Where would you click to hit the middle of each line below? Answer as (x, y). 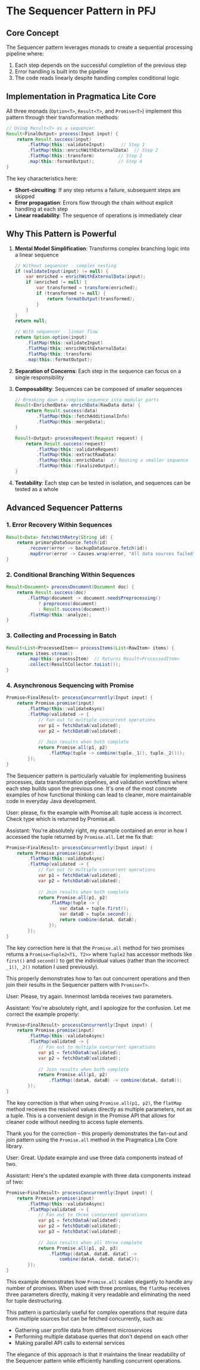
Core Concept (33, 33)
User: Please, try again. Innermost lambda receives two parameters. (90, 996)
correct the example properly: (43, 1014)
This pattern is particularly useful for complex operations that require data (97, 1312)
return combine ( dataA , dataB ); (98, 920)
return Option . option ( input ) (51, 337)
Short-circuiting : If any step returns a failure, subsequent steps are (97, 190)
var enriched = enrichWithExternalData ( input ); (86, 277)
